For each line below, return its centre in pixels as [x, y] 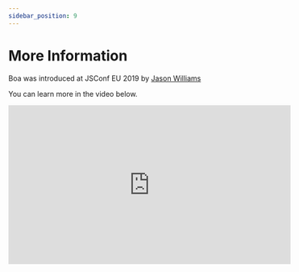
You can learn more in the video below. [73, 94]
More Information [68, 55]
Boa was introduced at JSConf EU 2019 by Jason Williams [105, 78]
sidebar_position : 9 [43, 16]
